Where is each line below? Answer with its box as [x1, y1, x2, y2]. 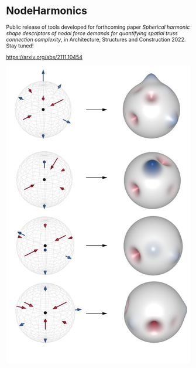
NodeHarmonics [6, 4, 88, 18]
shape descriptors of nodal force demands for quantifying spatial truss [6, 29, 178, 36]
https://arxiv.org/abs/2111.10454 [6, 53, 83, 60]
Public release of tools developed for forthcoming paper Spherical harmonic [6, 23, 190, 30]
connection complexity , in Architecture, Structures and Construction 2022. [6, 36, 186, 43]
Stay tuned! [6, 42, 34, 49]
